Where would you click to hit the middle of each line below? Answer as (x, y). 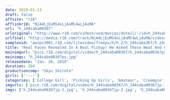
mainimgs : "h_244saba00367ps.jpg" (42, 57)
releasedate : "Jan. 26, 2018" (37, 62)
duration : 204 (20, 66)
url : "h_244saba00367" (29, 29)
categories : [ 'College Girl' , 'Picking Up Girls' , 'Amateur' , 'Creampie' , (86, 80)
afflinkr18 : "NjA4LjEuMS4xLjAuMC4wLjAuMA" (51, 24)
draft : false (19, 15)
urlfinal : (16, 38)
